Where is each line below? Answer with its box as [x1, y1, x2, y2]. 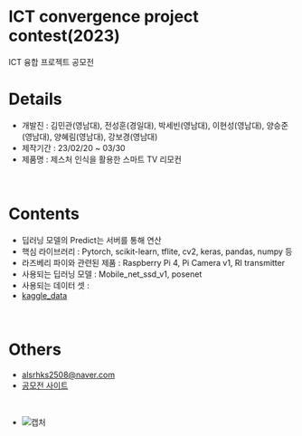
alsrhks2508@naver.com [21, 369, 115, 380]
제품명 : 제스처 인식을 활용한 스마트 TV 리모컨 [21, 154, 182, 165]
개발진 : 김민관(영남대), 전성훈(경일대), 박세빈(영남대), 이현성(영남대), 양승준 [21, 119, 288, 130]
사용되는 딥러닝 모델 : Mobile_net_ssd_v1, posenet [21, 269, 203, 280]
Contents [8, 204, 80, 224]
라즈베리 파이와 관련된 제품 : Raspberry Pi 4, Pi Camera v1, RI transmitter [21, 257, 286, 268]
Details [8, 89, 62, 109]
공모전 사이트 [21, 380, 69, 391]
